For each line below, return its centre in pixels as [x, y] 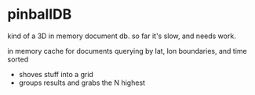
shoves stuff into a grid [56, 74]
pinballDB [40, 14]
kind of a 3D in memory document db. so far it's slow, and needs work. [122, 36]
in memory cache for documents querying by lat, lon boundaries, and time [127, 51]
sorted [18, 59]
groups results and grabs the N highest [82, 83]
